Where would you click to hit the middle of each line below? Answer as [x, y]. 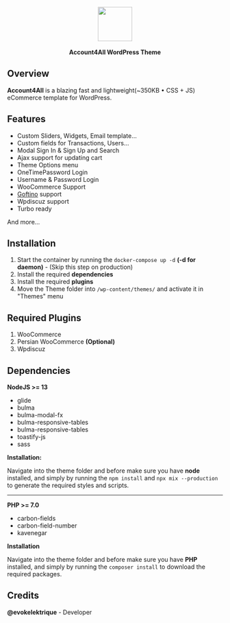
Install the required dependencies [65, 274]
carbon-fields [36, 519]
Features [26, 119]
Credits [23, 596]
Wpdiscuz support [43, 201]
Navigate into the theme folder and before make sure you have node [104, 471]
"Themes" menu [40, 296]
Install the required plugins [55, 282]
